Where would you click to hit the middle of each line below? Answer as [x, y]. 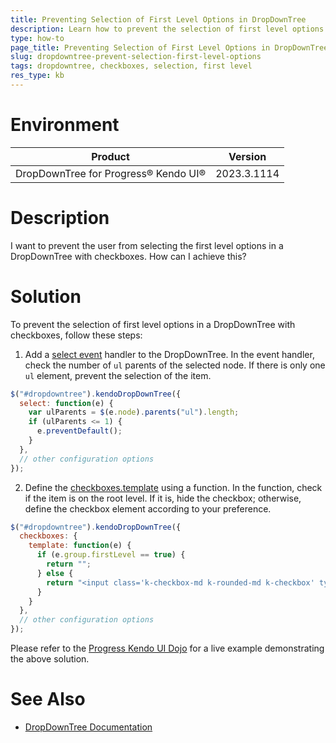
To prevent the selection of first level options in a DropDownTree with [153, 324]
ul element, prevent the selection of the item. [118, 375]
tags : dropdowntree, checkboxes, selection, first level [131, 66]
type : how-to [37, 38]
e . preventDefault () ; [79, 431]
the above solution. [50, 659]
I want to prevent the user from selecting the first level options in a [147, 245]
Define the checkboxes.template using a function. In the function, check [173, 487]
